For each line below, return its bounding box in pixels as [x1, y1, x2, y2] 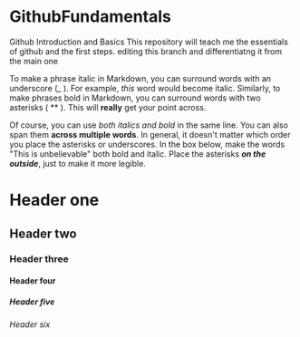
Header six [9, 319, 51, 330]
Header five [9, 296, 55, 307]
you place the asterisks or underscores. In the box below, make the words [9, 139, 285, 149]
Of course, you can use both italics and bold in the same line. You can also [9, 120, 288, 130]
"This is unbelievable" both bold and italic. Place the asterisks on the [9, 148, 266, 159]
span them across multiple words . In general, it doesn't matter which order [9, 129, 292, 140]
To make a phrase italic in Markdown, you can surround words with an [9, 72, 272, 83]
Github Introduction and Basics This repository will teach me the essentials [9, 36, 288, 47]
